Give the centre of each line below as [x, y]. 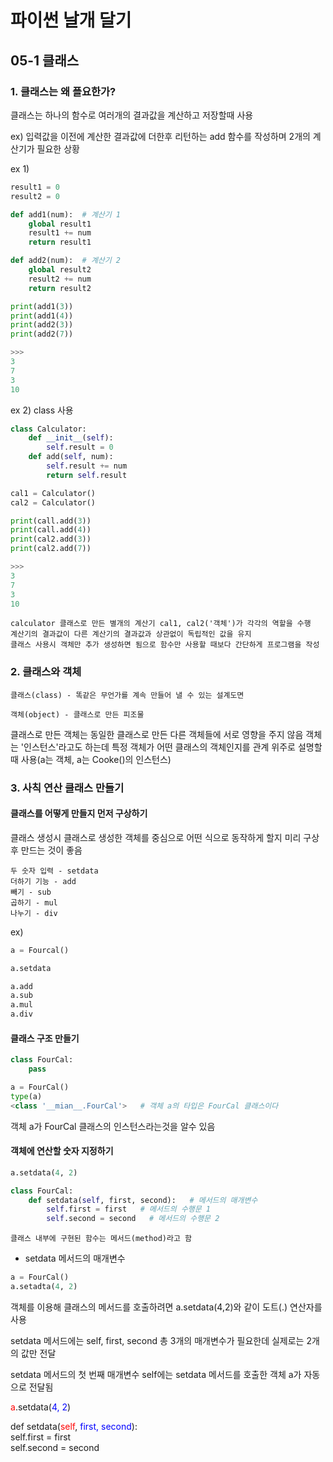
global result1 [60, 224]
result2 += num [60, 279]
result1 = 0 [35, 187]
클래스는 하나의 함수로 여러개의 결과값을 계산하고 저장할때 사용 [132, 115]
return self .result [87, 475]
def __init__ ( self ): [71, 438]
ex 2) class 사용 [42, 410]
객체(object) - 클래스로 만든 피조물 [77, 714]
